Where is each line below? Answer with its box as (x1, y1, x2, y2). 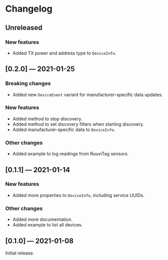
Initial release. (5, 250, 34, 256)
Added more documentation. (12, 216, 73, 222)
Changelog (5, 3, 53, 15)
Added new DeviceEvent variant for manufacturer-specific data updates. (12, 91, 163, 97)
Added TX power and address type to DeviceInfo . (12, 50, 116, 56)
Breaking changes (5, 80, 51, 87)
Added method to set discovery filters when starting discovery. (12, 121, 144, 127)
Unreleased (5, 23, 43, 32)
